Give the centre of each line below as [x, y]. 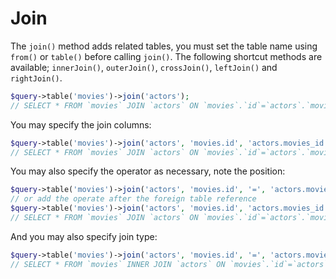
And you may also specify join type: [84, 236]
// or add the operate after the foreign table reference [133, 199]
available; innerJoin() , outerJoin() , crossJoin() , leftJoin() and [144, 67]
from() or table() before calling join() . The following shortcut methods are [166, 56]
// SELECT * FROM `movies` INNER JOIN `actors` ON [118, 264]
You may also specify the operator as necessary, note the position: [148, 171]
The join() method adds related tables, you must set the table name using [164, 46]
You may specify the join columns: [81, 124]
